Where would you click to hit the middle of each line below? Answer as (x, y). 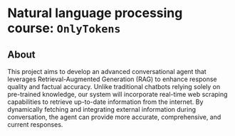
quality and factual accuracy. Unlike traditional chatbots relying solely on (114, 87)
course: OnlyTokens (64, 28)
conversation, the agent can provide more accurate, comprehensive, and (114, 117)
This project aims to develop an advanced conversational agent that (107, 72)
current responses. (35, 125)
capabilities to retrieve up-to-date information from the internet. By (105, 102)
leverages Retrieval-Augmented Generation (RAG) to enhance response (112, 79)
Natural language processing (95, 13)
